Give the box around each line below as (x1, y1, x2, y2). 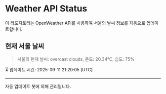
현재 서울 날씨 (5, 42, 44, 50)
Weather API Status (5, 3, 87, 14)
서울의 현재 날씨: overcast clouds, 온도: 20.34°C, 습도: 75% (17, 56, 135, 62)
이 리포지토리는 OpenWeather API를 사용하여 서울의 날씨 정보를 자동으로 (5, 20, 146, 26)
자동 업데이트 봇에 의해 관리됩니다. (5, 83, 71, 89)
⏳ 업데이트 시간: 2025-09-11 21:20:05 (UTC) (5, 66, 93, 72)
